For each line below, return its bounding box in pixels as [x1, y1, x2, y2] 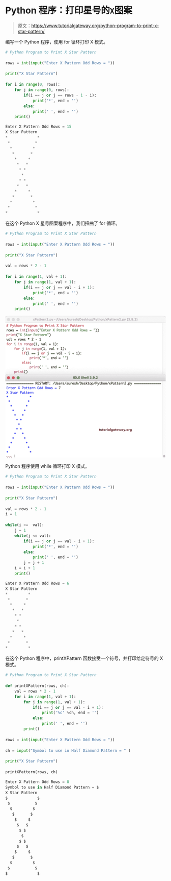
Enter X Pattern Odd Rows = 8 [5, 779, 70, 784]
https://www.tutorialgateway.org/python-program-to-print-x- [31, 22, 159, 29]
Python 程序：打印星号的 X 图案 [5, 5, 132, 16]
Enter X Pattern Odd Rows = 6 [5, 581, 70, 586]
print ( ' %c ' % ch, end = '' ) [41, 710, 99, 716]
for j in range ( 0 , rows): [14, 87, 70, 92]
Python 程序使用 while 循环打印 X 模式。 [5, 463, 90, 469]
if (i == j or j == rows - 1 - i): [23, 92, 97, 98]
